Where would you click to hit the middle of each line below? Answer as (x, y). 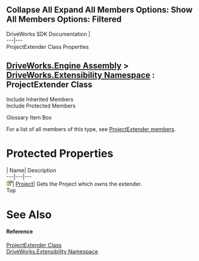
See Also (29, 214)
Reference (20, 231)
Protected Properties (60, 153)
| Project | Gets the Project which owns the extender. (77, 184)
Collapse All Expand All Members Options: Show (99, 10)
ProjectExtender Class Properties (47, 47)
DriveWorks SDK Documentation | (48, 34)
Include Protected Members (41, 106)
